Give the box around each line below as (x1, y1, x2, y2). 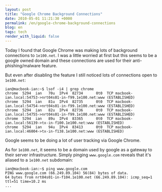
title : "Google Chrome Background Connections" (5, 12, 103, 16)
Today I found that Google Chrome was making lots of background (5, 47, 138, 53)
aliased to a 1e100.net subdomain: (5, 157, 74, 162)
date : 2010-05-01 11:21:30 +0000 (5, 16, 73, 21)
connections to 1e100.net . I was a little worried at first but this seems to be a (5, 52, 157, 58)
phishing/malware (5, 62, 41, 68)
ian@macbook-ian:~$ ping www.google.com (5, 166, 88, 171)
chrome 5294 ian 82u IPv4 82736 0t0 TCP (5, 107, 114, 113)
